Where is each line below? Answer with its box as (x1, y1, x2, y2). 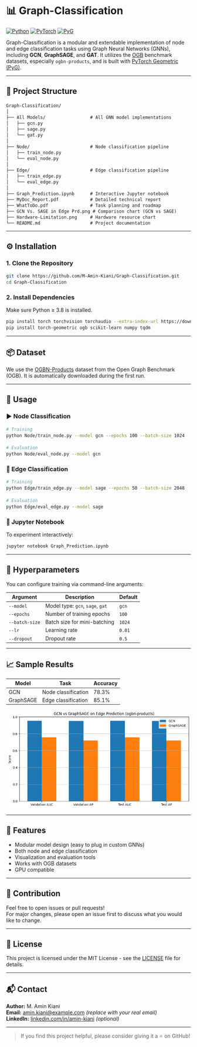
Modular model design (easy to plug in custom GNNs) (14, 841, 145, 848)
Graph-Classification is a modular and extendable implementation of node (6, 39, 185, 46)
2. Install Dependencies (6, 294, 75, 302)
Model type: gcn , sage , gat (45, 602, 107, 609)
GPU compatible (14, 866, 55, 873)
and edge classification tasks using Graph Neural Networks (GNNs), (6, 45, 171, 52)
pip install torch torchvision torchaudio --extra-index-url (6, 319, 159, 325)
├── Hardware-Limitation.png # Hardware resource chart (6, 214, 157, 220)
